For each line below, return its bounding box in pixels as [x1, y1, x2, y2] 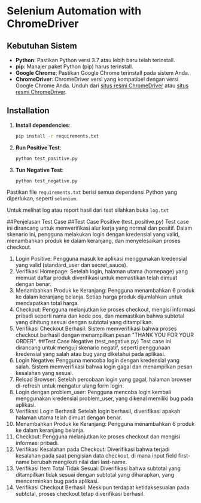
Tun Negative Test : [15, 166, 64, 173]
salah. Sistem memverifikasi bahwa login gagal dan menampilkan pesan [15, 363, 193, 370]
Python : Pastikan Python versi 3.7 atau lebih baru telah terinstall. [15, 57, 175, 63]
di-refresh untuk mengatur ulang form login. [15, 382, 124, 389]
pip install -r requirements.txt [15, 133, 99, 139]
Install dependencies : [15, 121, 71, 129]
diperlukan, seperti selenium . [7, 195, 78, 202]
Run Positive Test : [15, 144, 62, 151]
